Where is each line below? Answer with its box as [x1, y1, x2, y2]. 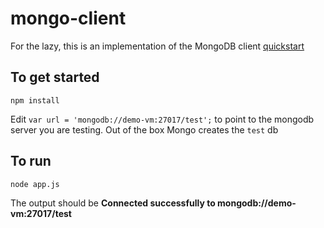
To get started [10, 69, 100, 86]
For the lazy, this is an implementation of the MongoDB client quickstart [10, 40, 305, 52]
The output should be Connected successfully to [10, 197, 216, 209]
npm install [10, 95, 60, 106]
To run [10, 153, 52, 170]
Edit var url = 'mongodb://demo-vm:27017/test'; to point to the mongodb [10, 113, 315, 125]
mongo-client [10, 7, 127, 30]
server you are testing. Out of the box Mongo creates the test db [10, 123, 279, 136]
